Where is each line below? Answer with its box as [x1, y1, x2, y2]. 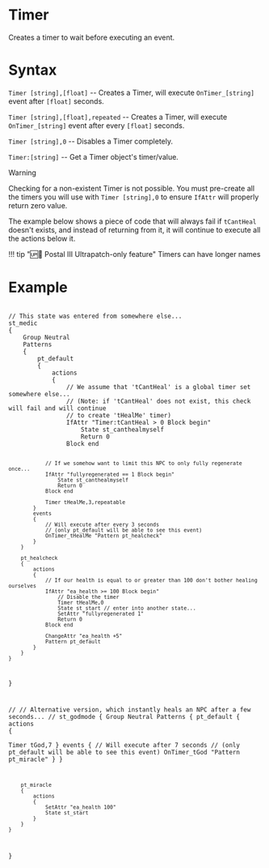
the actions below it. [8, 233, 76, 243]
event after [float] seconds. [8, 96, 105, 106]
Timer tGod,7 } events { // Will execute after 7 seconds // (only [8, 742, 241, 750]
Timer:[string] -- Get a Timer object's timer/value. [8, 152, 179, 161]
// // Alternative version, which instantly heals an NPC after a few [8, 706, 251, 714]
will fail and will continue [8, 404, 107, 413]
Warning [8, 168, 36, 177]
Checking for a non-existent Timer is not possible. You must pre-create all [8, 183, 255, 193]
